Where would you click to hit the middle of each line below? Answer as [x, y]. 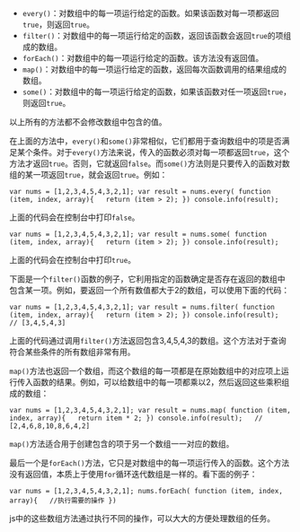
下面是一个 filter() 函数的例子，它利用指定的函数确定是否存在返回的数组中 [147, 279]
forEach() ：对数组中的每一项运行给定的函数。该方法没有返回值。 [143, 58]
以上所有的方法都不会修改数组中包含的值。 [88, 122]
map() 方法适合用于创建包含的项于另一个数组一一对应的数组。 [122, 444]
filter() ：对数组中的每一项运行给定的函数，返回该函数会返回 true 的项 [153, 35]
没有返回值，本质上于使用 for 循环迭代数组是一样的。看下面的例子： [133, 474]
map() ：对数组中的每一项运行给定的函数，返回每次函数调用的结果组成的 [154, 69]
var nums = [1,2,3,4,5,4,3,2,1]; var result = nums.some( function [138, 234]
